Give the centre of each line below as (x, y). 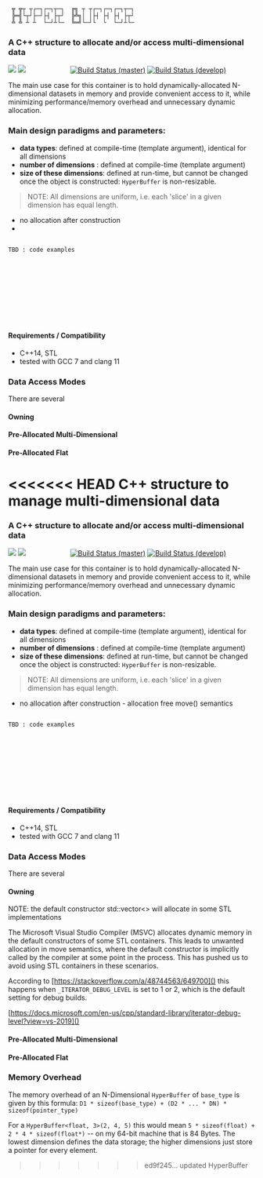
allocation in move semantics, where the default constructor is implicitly (124, 949)
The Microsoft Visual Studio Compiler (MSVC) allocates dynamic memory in (130, 932)
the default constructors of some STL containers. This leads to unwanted (126, 941)
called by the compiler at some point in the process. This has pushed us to (128, 957)
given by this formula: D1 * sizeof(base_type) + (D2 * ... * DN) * (117, 1103)
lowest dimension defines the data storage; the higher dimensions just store (130, 1142)
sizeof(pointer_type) (43, 1111)
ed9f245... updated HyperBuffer (196, 1165)
